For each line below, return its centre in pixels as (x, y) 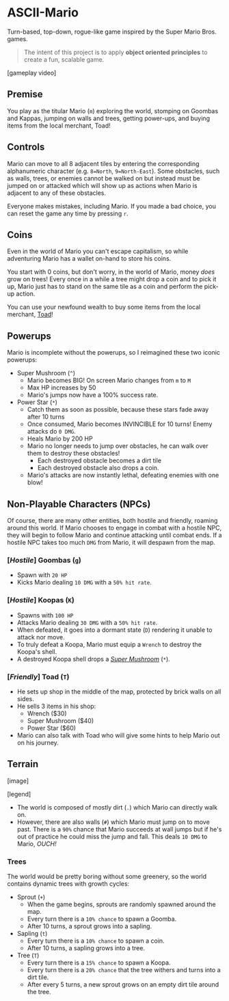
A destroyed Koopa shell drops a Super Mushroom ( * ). (94, 659)
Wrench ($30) (47, 713)
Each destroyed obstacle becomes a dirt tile (99, 460)
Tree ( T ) (28, 955)
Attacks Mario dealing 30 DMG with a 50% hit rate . (87, 622)
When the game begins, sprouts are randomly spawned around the (122, 904)
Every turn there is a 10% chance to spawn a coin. (96, 941)
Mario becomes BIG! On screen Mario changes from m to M (109, 380)
